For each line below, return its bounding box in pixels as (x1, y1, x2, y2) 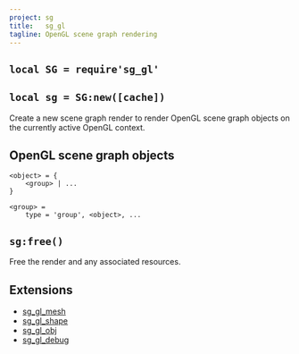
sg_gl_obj (21, 325, 57, 336)
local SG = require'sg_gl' (9, 63, 160, 76)
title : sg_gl (9, 21, 66, 30)
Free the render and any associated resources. (9, 257, 181, 267)
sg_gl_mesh (21, 306, 67, 317)
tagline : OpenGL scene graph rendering (9, 29, 158, 38)
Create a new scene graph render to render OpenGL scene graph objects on (9, 113, 290, 123)
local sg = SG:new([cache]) (9, 91, 166, 104)
